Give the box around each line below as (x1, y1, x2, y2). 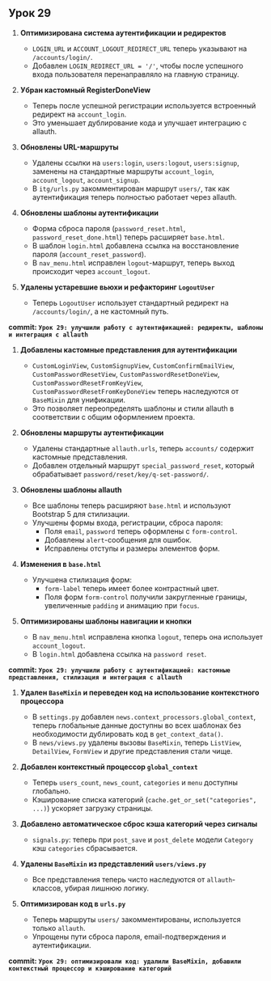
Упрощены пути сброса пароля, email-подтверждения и (32, 932, 227, 941)
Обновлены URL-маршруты (19, 142, 119, 152)
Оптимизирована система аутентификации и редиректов (19, 27, 227, 37)
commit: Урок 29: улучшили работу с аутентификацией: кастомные (8, 665, 231, 674)
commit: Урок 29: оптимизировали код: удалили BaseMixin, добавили (8, 956, 242, 966)
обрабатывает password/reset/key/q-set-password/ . (32, 469, 209, 479)
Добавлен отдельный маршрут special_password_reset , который (32, 460, 255, 470)
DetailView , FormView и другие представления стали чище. (32, 746, 233, 755)
